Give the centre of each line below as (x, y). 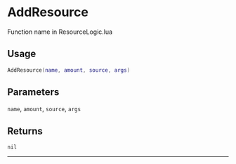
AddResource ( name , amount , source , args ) (69, 70)
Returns (25, 131)
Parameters (33, 92)
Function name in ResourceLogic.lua (60, 32)
